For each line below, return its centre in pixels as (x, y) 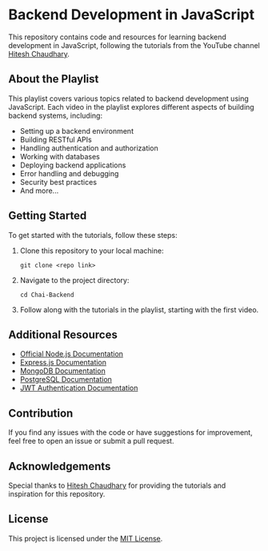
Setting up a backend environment (77, 131)
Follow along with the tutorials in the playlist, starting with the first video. (139, 309)
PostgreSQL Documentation (66, 380)
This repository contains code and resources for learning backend (117, 37)
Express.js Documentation (63, 363)
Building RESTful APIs (56, 139)
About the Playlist (54, 79)
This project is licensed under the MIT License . (86, 538)
